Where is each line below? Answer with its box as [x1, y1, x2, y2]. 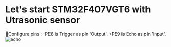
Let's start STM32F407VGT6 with [5, 4, 151, 15]
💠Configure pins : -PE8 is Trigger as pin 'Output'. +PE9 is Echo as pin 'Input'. [5, 31, 166, 37]
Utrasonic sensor [5, 14, 80, 26]
